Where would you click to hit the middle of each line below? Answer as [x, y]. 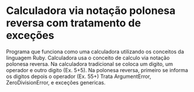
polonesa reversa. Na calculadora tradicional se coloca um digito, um [90, 64]
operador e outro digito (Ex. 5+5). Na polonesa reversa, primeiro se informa [97, 70]
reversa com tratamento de [74, 23]
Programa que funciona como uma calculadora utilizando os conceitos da [95, 51]
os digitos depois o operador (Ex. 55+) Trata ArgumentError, [79, 76]
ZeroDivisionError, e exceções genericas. [56, 82]
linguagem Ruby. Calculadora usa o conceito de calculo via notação [88, 58]
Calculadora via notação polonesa [91, 11]
